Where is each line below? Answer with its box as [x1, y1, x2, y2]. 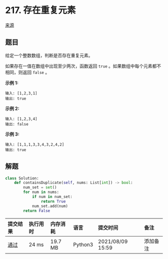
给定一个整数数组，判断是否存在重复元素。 [5, 52, 93, 58]
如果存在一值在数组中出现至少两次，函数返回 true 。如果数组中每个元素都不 [5, 63, 161, 69]
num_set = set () [23, 185, 57, 190]
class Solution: [5, 175, 39, 180]
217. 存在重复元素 [5, 4, 76, 16]
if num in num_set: [31, 194, 72, 199]
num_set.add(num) [31, 203, 68, 208]
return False [23, 208, 50, 213]
